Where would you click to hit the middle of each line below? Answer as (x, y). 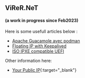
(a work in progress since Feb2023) (42, 20)
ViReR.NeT (22, 8)
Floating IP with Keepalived (39, 46)
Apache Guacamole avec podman (46, 40)
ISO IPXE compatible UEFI (38, 51)
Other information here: (28, 60)
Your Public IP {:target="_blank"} (44, 70)
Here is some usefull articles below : (41, 31)
